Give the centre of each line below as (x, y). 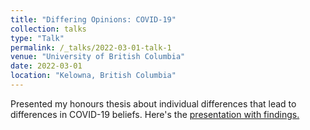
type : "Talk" (37, 38)
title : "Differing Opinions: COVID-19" (93, 19)
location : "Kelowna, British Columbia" (93, 76)
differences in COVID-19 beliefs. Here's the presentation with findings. (155, 114)
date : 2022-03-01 (46, 66)
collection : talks (48, 29)
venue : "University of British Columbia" (98, 57)
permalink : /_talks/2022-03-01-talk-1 (91, 47)
